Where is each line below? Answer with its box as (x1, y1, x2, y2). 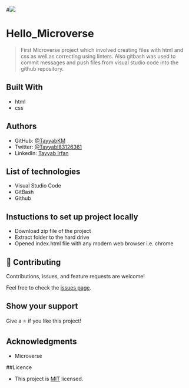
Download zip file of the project (14, 228, 91, 235)
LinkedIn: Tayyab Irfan (14, 149, 69, 156)
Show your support (6, 301, 78, 311)
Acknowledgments (6, 337, 78, 347)
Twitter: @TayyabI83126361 (14, 143, 82, 150)
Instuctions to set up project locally (6, 212, 138, 222)
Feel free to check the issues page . (6, 284, 91, 291)
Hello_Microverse (6, 27, 94, 41)
